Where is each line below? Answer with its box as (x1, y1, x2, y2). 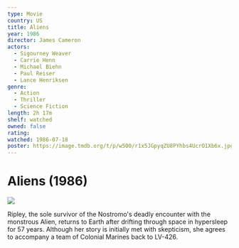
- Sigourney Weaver (14, 50, 72, 58)
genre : (7, 83, 27, 90)
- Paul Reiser (14, 70, 55, 77)
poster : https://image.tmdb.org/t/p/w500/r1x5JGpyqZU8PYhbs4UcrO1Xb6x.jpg (7, 143, 234, 150)
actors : (7, 43, 31, 50)
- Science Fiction (14, 103, 69, 110)
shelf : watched (7, 116, 53, 123)
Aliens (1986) (7, 173, 88, 189)
